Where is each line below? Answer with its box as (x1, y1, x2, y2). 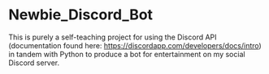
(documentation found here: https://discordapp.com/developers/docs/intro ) (8, 40, 262, 50)
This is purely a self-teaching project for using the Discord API (8, 32, 217, 42)
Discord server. (8, 58, 60, 68)
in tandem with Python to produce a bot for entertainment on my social (8, 49, 245, 59)
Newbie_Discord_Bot (8, 6, 153, 24)
